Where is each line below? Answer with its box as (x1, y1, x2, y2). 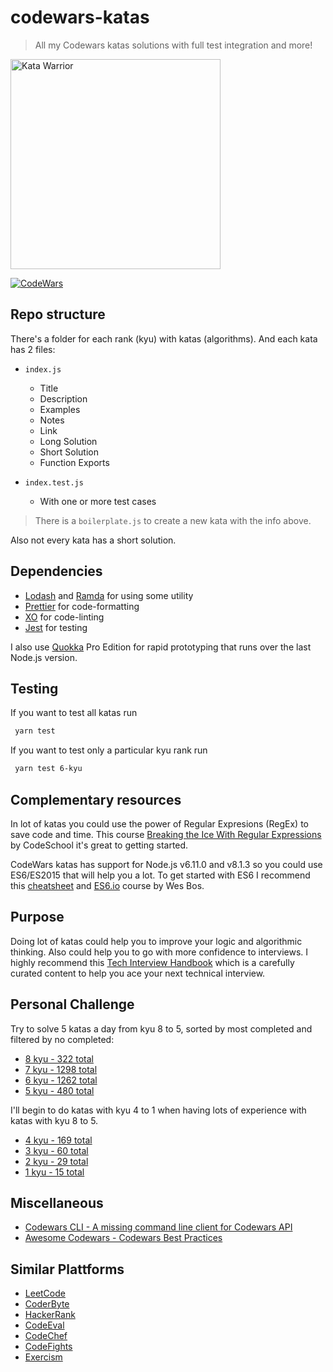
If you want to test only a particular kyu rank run (10, 744, 208, 756)
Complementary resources (10, 791, 182, 808)
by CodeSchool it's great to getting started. (10, 839, 189, 851)
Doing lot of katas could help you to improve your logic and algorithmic (10, 935, 303, 947)
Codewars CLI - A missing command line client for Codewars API (24, 1221, 293, 1233)
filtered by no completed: (10, 1033, 115, 1045)
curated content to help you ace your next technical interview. (10, 967, 266, 979)
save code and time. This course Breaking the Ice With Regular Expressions (10, 828, 322, 840)
